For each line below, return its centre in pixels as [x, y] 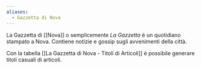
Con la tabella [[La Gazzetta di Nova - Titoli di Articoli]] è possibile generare [100, 53]
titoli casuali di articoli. [34, 59]
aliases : [17, 12]
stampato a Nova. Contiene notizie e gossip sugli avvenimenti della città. [97, 41]
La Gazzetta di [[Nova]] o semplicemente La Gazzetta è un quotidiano [94, 35]
